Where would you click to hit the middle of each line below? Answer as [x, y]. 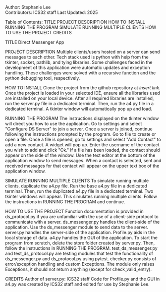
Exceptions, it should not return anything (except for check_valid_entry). [79, 269]
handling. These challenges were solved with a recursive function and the [81, 73]
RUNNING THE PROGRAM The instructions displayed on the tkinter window [82, 118]
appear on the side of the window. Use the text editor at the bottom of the [80, 155]
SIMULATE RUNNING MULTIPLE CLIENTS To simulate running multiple [77, 181]
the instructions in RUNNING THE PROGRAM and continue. [65, 202]
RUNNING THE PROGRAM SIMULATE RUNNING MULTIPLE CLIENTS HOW [81, 27]
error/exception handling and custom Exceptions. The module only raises [80, 264]
